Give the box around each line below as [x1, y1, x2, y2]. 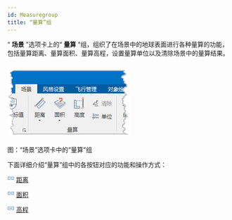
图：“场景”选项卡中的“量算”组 [7, 145, 93, 154]
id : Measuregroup [7, 11, 58, 18]
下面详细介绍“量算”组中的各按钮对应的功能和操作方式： [7, 161, 167, 169]
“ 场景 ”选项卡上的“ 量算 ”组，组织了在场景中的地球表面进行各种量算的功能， [7, 39, 228, 49]
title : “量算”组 [7, 18, 52, 26]
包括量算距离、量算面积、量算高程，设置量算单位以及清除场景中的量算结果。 [7, 49, 229, 57]
